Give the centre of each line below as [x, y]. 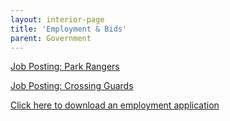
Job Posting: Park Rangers [65, 67]
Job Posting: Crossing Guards [72, 86]
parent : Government [51, 38]
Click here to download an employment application [115, 105]
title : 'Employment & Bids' [69, 29]
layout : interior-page [57, 19]
